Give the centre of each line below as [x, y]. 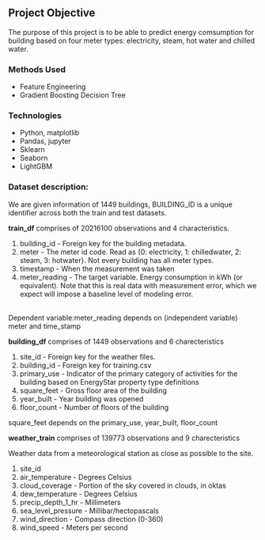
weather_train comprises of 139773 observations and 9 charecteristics [124, 438]
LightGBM [36, 166]
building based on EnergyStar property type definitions [109, 382]
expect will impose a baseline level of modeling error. [106, 294]
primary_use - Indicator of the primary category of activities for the [129, 373]
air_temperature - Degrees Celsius [76, 477]
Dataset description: [49, 187]
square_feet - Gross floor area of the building [93, 390]
